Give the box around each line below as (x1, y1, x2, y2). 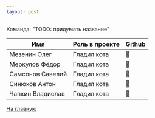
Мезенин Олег (9, 50, 52, 58)
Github (125, 40, 146, 48)
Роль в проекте (72, 40, 120, 48)
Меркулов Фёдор (9, 60, 61, 68)
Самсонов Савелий (9, 70, 67, 78)
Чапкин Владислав (9, 89, 65, 97)
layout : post (6, 8, 40, 15)
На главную (6, 105, 37, 112)
